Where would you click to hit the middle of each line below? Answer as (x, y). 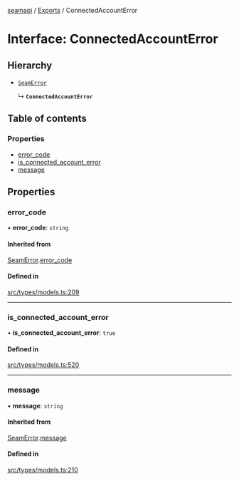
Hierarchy (30, 65)
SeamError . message (37, 438)
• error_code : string (38, 228)
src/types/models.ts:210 (43, 470)
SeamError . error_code (40, 260)
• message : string (35, 405)
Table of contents (47, 119)
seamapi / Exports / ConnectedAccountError (73, 10)
